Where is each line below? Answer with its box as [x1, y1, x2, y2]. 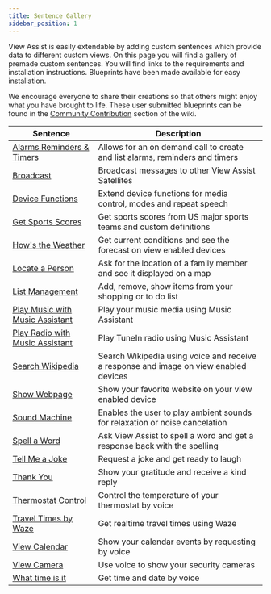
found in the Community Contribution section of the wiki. [8, 108, 197, 118]
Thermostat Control [12, 494, 87, 505]
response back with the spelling [98, 440, 219, 451]
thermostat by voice [98, 500, 174, 511]
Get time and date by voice [98, 572, 200, 584]
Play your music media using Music [98, 303, 232, 315]
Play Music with [12, 303, 73, 315]
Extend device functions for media [98, 187, 228, 199]
